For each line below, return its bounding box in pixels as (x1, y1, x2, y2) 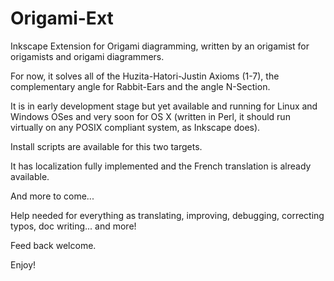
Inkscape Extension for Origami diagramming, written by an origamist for (10, 40, 310, 52)
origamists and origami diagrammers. (10, 50, 165, 62)
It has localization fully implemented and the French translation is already (10, 160, 312, 172)
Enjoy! (10, 258, 37, 271)
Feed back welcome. (10, 239, 97, 251)
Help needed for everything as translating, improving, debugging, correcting (10, 209, 325, 221)
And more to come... (10, 190, 95, 202)
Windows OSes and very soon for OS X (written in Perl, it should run (10, 110, 291, 122)
